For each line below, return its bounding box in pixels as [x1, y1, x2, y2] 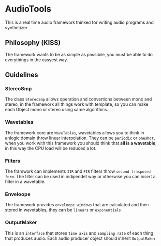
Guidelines [5, 71, 38, 79]
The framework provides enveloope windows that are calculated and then [5, 202, 149, 208]
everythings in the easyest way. [5, 57, 68, 63]
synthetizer [5, 24, 28, 30]
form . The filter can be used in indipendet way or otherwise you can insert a [5, 174, 156, 180]
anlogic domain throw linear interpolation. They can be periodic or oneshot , [5, 135, 155, 141]
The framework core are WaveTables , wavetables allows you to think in [5, 130, 144, 135]
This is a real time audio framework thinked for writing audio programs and [5, 19, 154, 25]
